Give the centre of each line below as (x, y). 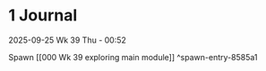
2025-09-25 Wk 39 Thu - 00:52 (68, 40)
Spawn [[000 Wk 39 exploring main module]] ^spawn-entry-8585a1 (133, 57)
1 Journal (43, 16)
